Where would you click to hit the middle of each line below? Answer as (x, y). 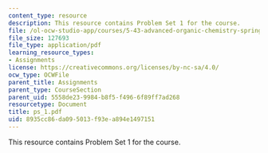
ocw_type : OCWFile (39, 75)
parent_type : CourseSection (55, 90)
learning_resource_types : (51, 53)
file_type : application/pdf (55, 45)
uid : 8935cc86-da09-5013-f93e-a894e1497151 (82, 120)
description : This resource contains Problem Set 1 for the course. (124, 23)
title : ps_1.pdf (35, 112)
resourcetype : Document (48, 104)
